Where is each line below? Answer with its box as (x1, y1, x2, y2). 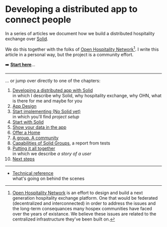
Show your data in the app (12, 124, 67, 130)
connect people (5, 14, 71, 25)
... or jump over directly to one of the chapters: (5, 77, 101, 83)
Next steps (12, 155, 35, 162)
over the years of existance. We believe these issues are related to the (12, 211, 157, 217)
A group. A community (12, 135, 59, 141)
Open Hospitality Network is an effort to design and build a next (12, 190, 143, 196)
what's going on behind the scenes (12, 175, 84, 181)
